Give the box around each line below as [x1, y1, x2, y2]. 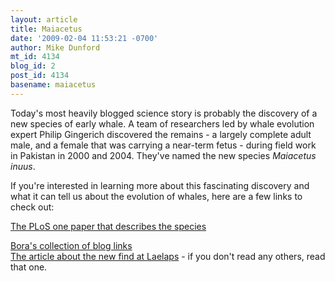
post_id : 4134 [10, 71, 70, 81]
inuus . [10, 160, 36, 172]
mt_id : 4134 [10, 52, 60, 62]
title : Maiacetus [10, 24, 83, 34]
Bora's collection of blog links [10, 239, 133, 251]
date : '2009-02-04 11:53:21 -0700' [10, 33, 159, 43]
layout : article [10, 14, 78, 25]
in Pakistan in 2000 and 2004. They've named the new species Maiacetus [10, 149, 317, 161]
